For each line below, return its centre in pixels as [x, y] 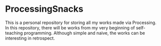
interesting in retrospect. [30, 38]
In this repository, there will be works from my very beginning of [70, 27]
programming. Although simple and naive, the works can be [84, 33]
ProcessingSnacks [44, 9]
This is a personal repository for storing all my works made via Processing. [81, 23]
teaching [14, 33]
